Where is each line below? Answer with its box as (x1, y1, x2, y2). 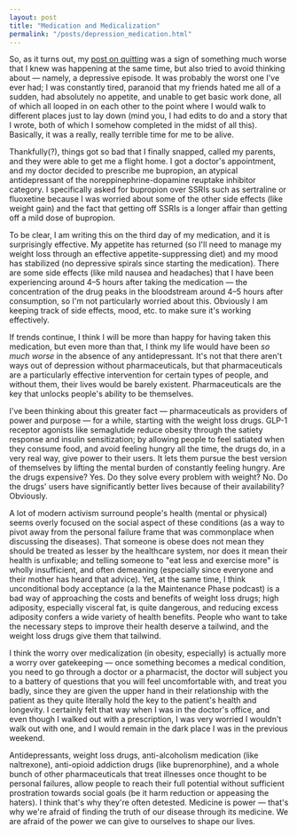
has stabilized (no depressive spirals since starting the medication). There (9, 258, 279, 269)
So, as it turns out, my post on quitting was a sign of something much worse (9, 54, 287, 65)
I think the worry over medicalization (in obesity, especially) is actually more (9, 648, 286, 658)
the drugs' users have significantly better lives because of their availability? (9, 481, 285, 492)
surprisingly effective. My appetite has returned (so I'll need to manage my (9, 239, 282, 250)
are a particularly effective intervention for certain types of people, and (9, 370, 269, 380)
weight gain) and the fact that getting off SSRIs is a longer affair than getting (9, 203, 288, 214)
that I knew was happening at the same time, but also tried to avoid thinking (9, 63, 285, 74)
